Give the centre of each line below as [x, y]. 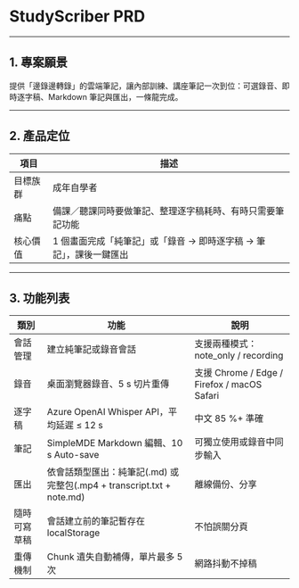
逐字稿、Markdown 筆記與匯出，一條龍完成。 [100, 96]
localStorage [73, 533]
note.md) [66, 497]
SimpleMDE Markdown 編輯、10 [115, 443]
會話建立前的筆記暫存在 [96, 521]
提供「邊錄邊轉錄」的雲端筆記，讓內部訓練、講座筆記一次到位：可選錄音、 [145, 86]
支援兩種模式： [226, 344]
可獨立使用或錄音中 [234, 442]
